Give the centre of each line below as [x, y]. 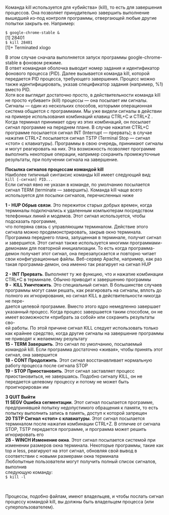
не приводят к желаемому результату [46, 339]
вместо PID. [18, 90]
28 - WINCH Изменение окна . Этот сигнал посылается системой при [80, 440]
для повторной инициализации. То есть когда [78, 248]
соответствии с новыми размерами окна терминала [62, 456]
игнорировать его [24, 434]
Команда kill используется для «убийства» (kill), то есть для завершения [84, 7]
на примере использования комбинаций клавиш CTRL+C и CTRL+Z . [79, 116]
